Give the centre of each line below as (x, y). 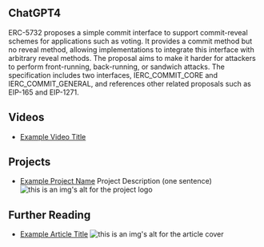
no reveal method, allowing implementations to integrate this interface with (131, 49)
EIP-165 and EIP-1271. (44, 92)
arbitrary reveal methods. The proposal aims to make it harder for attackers (132, 58)
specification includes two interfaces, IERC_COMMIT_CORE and (113, 75)
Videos (26, 117)
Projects (30, 162)
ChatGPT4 (35, 13)
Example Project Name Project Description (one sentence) (116, 181)
